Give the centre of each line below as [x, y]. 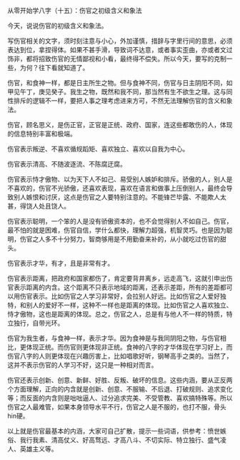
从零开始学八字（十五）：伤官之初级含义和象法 [75, 10]
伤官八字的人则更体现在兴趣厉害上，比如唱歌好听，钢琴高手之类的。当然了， [120, 356]
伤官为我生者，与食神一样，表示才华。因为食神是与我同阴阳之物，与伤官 [114, 338]
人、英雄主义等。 [32, 449]
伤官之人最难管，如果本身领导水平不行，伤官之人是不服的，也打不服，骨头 [117, 407]
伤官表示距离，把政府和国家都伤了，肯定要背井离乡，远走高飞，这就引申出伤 [120, 278]
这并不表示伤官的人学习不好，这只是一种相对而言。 [82, 365]
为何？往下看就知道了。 [54, 67]
